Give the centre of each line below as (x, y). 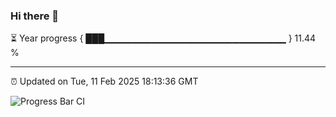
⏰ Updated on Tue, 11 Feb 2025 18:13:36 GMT (104, 81)
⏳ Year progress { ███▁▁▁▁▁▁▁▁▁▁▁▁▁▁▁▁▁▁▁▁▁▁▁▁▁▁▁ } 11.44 (163, 38)
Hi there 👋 (35, 16)
